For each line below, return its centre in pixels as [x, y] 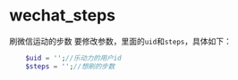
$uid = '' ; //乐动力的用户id [74, 58]
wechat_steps [63, 16]
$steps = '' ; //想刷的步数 [70, 66]
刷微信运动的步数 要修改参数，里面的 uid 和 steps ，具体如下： [121, 41]
